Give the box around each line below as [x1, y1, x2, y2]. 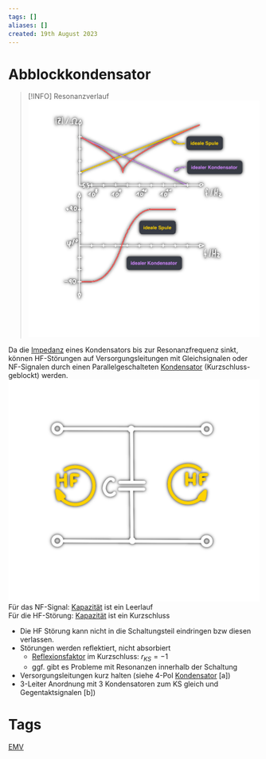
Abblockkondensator [8, 65, 151, 83]
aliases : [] [8, 21, 48, 30]
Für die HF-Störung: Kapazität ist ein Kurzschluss [8, 611, 170, 621]
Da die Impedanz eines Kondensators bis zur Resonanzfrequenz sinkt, [8, 345, 239, 355]
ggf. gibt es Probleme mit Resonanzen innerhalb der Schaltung [31, 662, 237, 671]
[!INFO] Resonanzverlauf [27, 92, 110, 101]
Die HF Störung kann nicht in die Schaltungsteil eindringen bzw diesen [19, 626, 252, 636]
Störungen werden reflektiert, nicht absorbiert [19, 643, 171, 653]
